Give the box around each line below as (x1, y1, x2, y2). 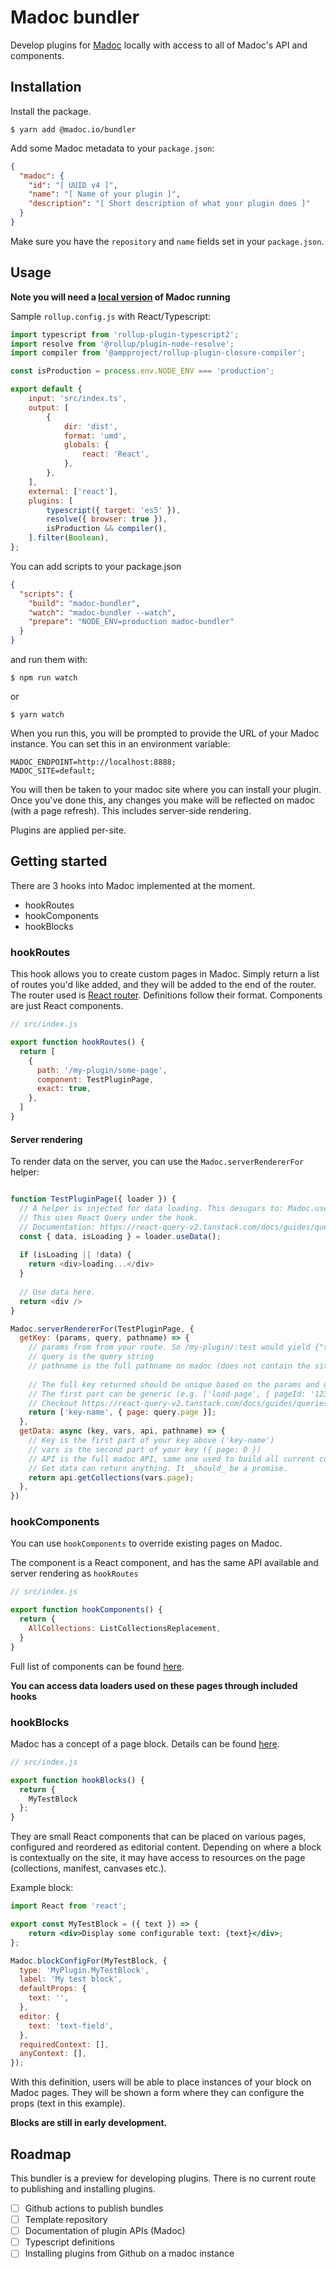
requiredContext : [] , (19, 2039, 110, 2050)
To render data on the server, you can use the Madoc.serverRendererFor (10, 1156, 305, 1168)
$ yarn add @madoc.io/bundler (10, 124, 137, 135)
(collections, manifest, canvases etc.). (10, 1862, 167, 1875)
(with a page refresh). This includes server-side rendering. (10, 805, 252, 817)
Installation (10, 79, 82, 96)
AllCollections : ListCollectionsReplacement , (28, 1624, 222, 1634)
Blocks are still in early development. (10, 2117, 168, 2129)
